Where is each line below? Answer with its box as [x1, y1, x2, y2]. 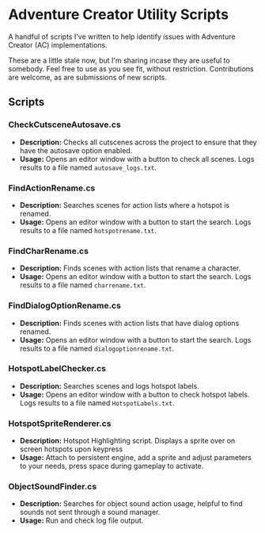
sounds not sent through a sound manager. [19, 508, 161, 517]
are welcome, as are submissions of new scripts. [8, 72, 168, 82]
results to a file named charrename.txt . [19, 280, 146, 290]
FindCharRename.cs [8, 245, 89, 256]
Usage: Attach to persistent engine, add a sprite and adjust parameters [19, 453, 252, 462]
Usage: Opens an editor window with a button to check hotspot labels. [19, 389, 250, 399]
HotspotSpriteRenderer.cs [8, 418, 112, 429]
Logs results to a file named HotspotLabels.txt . [19, 398, 175, 408]
